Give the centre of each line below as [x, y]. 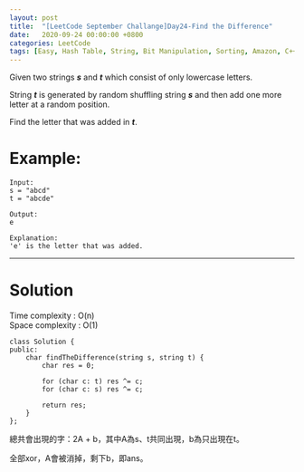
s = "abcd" [30, 191]
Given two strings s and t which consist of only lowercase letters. [131, 77]
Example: [45, 159]
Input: [22, 183]
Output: [24, 215]
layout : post [34, 18]
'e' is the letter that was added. [76, 246]
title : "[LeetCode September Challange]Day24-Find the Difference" [141, 26]
